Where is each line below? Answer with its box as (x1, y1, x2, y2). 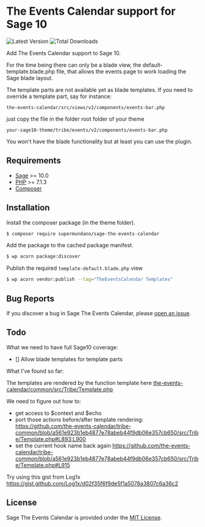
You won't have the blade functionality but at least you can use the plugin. (6, 138, 193, 145)
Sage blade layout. (6, 74, 53, 81)
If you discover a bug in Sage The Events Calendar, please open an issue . (6, 310, 191, 316)
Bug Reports (6, 293, 55, 304)
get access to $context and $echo (15, 409, 102, 417)
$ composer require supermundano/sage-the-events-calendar (6, 231, 160, 237)
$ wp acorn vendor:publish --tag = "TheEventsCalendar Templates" (6, 277, 173, 283)
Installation (6, 203, 50, 213)
